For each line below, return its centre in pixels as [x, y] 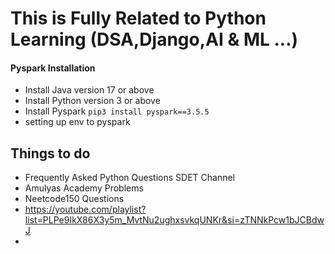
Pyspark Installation [53, 68]
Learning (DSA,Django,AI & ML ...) [154, 39]
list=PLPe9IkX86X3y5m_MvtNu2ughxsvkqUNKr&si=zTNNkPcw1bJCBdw [174, 220]
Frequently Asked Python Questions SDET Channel [129, 178]
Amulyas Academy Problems [84, 188]
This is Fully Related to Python [138, 18]
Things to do [50, 153]
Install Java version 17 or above [89, 90]
